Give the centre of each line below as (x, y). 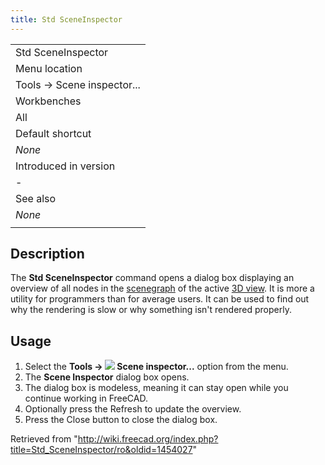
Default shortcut (53, 133)
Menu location (49, 68)
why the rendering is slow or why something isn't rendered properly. (151, 310)
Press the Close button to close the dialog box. (121, 420)
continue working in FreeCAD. (86, 398)
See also (36, 198)
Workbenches (48, 101)
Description (47, 254)
